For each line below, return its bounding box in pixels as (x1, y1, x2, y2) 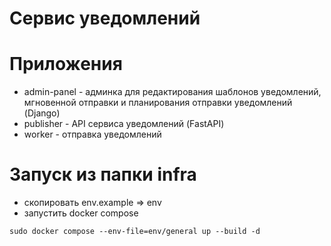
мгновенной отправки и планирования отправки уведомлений (23, 97, 293, 109)
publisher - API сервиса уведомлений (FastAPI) (23, 118, 225, 130)
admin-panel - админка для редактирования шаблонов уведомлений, (23, 86, 322, 98)
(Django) (23, 107, 61, 119)
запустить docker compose (23, 207, 139, 219)
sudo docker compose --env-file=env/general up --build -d (9, 227, 261, 237)
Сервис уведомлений (9, 7, 201, 30)
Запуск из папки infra (9, 163, 197, 186)
